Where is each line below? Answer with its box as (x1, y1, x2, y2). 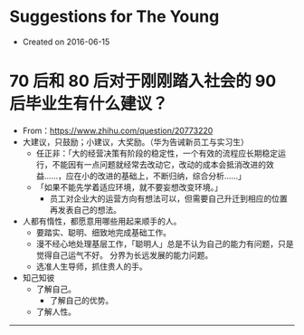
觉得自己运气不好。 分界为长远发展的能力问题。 (35, 249, 214, 260)
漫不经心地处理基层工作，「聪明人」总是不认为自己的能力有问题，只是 (35, 238, 294, 249)
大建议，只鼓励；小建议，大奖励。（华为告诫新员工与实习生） (22, 136, 249, 147)
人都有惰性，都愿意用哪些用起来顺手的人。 (22, 215, 182, 226)
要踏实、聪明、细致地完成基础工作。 (35, 226, 172, 237)
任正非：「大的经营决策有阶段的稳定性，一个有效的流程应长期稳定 (35, 148, 279, 158)
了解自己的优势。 (49, 294, 114, 305)
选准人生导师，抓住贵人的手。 (35, 261, 147, 272)
